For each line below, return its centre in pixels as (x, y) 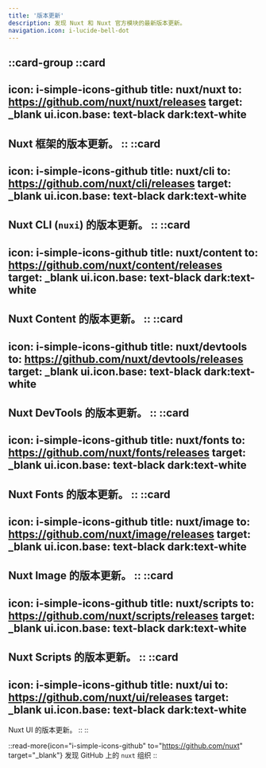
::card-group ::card (57, 62)
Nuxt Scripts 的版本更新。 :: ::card (93, 657)
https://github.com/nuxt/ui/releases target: (119, 697)
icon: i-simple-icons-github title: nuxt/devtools (128, 347)
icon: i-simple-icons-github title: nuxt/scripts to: (131, 603)
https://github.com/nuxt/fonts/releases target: (127, 453)
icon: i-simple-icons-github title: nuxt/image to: (129, 522)
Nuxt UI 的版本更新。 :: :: (48, 730)
